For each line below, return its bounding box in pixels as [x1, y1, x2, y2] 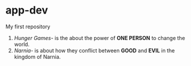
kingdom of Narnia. [14, 53, 61, 60]
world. [14, 41, 30, 48]
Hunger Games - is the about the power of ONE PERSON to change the [14, 34, 186, 41]
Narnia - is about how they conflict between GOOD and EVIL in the [14, 47, 175, 54]
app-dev [5, 4, 48, 17]
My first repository [5, 23, 51, 30]
